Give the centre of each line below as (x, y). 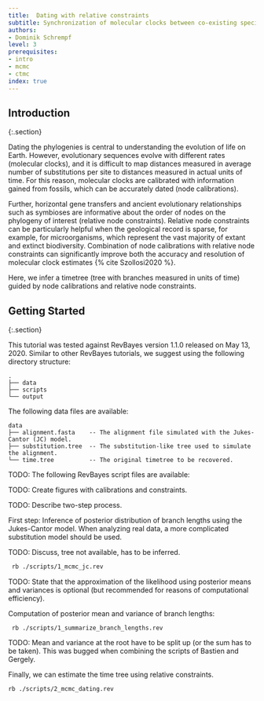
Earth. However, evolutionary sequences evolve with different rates (117, 156)
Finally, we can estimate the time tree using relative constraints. (111, 674)
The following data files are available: (68, 411)
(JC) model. (52, 440)
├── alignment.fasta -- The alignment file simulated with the (119, 433)
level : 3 (22, 45)
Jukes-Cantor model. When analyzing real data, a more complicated (119, 529)
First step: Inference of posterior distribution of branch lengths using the (125, 520)
